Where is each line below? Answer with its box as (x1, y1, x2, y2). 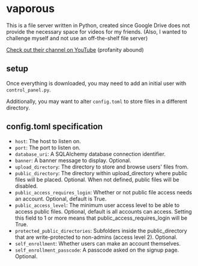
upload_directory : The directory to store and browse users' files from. (14, 163, 189, 170)
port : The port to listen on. (14, 144, 81, 151)
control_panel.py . (6, 86, 51, 93)
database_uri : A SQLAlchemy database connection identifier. (14, 150, 166, 158)
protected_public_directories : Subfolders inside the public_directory (14, 227, 187, 234)
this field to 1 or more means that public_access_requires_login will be (14, 214, 188, 221)
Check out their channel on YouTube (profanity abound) (6, 46, 144, 53)
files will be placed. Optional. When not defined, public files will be (14, 176, 179, 183)
